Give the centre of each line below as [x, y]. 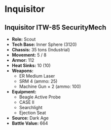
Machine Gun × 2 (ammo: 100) [50, 87]
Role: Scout [24, 39]
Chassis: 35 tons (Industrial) [41, 50]
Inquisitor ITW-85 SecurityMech [55, 27]
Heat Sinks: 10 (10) [31, 65]
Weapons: [22, 71]
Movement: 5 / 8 [29, 55]
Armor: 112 [23, 60]
